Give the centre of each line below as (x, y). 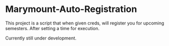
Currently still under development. (41, 38)
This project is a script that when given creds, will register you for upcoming (85, 23)
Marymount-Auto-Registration (71, 9)
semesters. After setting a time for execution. (53, 28)
